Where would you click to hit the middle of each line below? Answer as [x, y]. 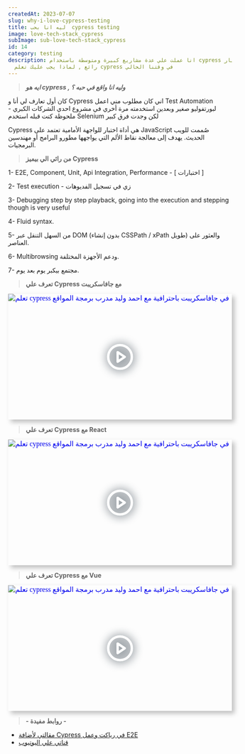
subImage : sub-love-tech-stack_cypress [67, 41]
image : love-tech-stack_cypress [56, 34]
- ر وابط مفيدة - [46, 721]
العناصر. [19, 242]
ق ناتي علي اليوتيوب [43, 742]
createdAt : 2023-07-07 [42, 14]
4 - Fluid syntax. [31, 221]
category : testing [35, 54]
